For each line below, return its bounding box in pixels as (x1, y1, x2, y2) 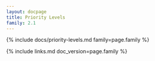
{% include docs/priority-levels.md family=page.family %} (6, 36, 150, 44)
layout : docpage (6, 8, 47, 15)
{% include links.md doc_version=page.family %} (6, 48, 127, 55)
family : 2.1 (6, 20, 36, 26)
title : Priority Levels (6, 14, 66, 20)
